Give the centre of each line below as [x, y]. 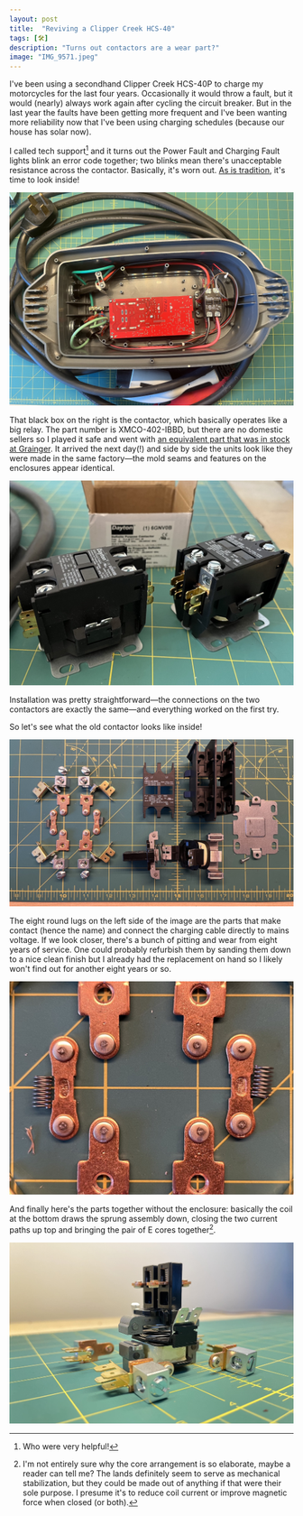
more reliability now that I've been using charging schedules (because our [147, 123]
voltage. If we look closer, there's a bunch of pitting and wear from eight [143, 940]
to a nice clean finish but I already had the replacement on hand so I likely [146, 959]
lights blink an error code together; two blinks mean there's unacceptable [146, 160]
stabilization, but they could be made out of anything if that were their [152, 1484]
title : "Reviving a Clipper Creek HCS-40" [92, 28]
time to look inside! [45, 180]
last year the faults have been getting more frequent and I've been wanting [148, 113]
